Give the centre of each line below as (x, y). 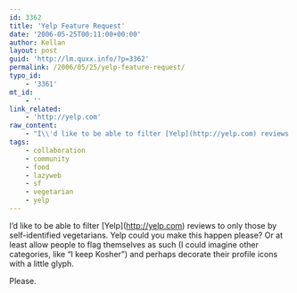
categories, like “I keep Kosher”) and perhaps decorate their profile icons (144, 254)
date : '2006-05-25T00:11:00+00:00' (75, 34)
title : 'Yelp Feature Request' (67, 26)
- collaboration (56, 150)
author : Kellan (37, 42)
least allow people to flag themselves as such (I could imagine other (134, 244)
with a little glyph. (41, 264)
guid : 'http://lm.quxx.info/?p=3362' (79, 59)
